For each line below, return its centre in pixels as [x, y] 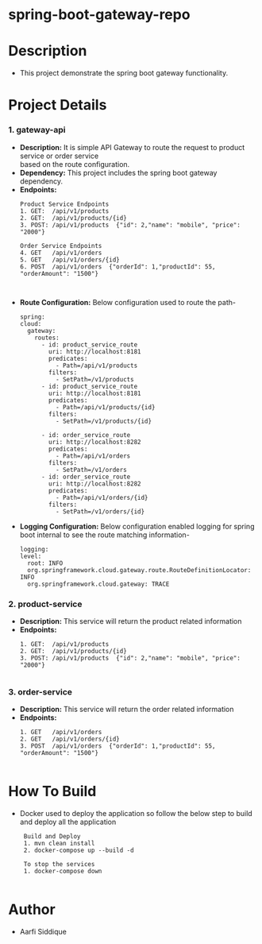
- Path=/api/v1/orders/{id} [102, 497]
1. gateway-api [37, 130]
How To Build [52, 791]
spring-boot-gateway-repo [99, 15]
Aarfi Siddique [43, 932]
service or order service [59, 156]
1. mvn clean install [59, 844]
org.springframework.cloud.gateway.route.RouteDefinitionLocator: [139, 570]
